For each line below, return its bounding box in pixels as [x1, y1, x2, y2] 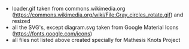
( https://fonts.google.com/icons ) [11, 30, 93, 37]
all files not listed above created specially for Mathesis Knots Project [11, 37, 181, 43]
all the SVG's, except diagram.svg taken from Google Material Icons [11, 24, 179, 31]
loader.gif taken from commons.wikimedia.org [11, 5, 126, 12]
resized [11, 18, 31, 24]
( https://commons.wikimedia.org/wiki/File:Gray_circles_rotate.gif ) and [11, 11, 184, 18]
